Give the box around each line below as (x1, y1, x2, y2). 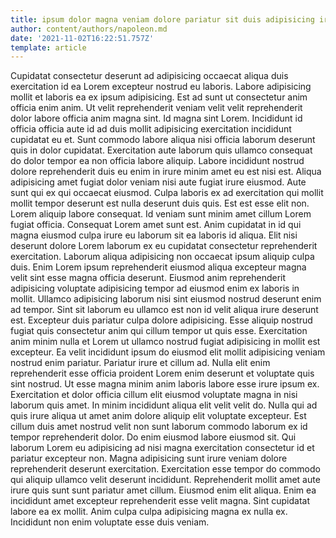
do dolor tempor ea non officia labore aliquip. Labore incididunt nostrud (10, 155, 305, 167)
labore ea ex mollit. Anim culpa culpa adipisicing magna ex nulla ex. (10, 506, 288, 518)
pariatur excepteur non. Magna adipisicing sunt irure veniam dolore (10, 452, 288, 465)
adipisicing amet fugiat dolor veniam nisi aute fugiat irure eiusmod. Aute (10, 176, 307, 188)
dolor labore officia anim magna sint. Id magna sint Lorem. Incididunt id (10, 112, 303, 125)
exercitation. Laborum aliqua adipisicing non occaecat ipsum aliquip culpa (10, 251, 315, 263)
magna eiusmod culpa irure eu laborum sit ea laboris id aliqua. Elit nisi (10, 229, 298, 241)
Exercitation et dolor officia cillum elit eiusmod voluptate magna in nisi (10, 389, 298, 401)
